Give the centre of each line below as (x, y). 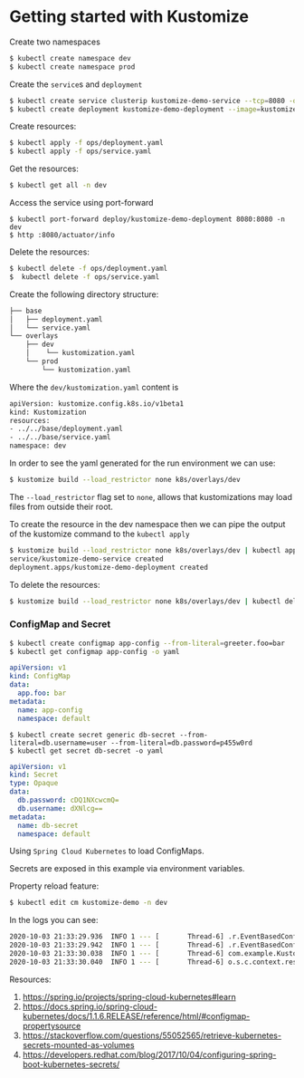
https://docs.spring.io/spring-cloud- (90, 1006)
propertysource (52, 1025)
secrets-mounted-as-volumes (78, 1044)
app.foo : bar (42, 693)
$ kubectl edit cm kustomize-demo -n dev (89, 903)
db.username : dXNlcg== (60, 808)
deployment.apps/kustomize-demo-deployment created (109, 567)
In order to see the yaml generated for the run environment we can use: (142, 463)
